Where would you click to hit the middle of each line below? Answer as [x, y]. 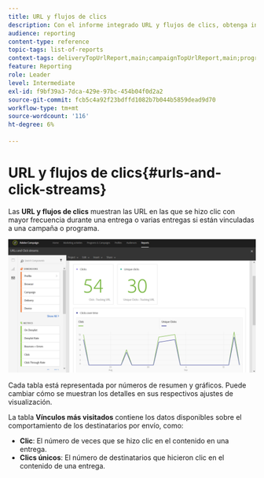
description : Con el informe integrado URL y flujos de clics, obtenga [128, 25]
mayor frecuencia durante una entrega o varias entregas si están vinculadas [131, 220]
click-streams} [58, 190]
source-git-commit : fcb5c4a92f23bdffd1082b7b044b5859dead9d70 [112, 100]
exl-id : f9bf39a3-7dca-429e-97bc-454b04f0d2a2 [86, 91]
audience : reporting [42, 33]
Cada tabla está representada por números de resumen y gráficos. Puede [127, 385]
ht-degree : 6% [31, 125]
